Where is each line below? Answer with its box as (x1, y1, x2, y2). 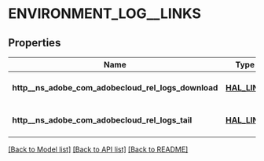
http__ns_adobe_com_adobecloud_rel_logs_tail (12, 115, 192, 126)
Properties (8, 36, 61, 49)
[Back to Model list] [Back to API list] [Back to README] (8, 145, 189, 154)
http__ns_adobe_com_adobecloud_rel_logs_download (12, 82, 218, 93)
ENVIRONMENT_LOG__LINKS (8, 5, 202, 23)
